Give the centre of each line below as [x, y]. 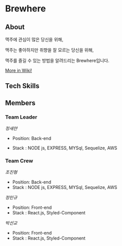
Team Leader [21, 117]
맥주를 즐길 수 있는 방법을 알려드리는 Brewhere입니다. [57, 61]
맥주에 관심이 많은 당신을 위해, [34, 39]
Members [20, 103]
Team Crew [19, 161]
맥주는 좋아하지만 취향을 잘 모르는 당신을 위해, [50, 50]
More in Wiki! [19, 70]
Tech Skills [22, 86]
